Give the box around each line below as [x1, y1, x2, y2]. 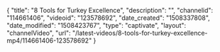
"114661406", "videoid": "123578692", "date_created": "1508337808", [6, 14, 210, 22]
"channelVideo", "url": [6, 28, 72, 37]
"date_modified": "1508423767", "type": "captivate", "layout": [6, 21, 187, 29]
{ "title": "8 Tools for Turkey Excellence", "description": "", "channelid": [6, 6, 214, 14]
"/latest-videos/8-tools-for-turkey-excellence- [72, 28, 208, 37]
